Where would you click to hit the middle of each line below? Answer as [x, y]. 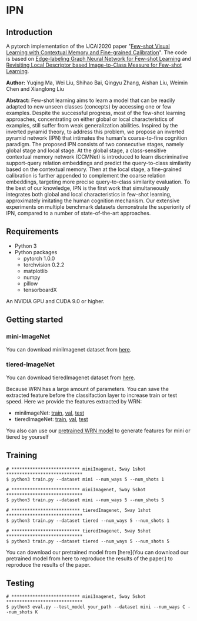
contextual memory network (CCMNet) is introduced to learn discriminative [97, 157]
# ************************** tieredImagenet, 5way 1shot [79, 510]
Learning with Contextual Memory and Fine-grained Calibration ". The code [96, 52]
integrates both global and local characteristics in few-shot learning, [89, 194]
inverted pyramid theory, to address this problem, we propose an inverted [95, 132]
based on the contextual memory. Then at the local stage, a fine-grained [94, 169]
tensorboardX [40, 290]
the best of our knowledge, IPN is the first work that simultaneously [88, 188]
